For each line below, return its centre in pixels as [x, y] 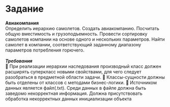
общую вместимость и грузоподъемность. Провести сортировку [76, 34]
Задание [25, 9]
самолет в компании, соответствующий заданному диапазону [73, 44]
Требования [19, 61]
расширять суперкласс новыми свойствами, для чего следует [73, 71]
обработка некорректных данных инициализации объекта [69, 99]
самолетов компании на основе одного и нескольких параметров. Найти [85, 39]
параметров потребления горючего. [45, 50]
